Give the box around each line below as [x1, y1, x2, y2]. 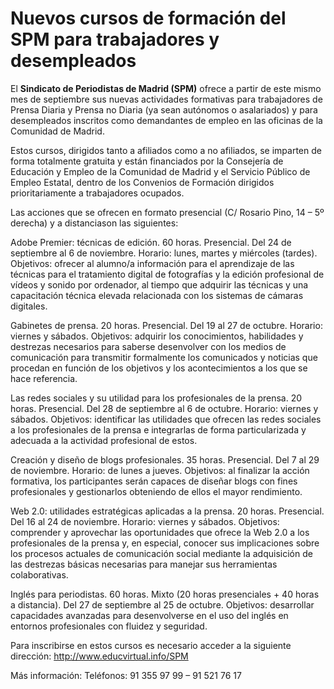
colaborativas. [10, 568, 69, 581]
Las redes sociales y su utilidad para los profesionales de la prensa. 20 [10, 392, 303, 404]
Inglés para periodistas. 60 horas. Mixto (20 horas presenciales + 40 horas [10, 588, 320, 600]
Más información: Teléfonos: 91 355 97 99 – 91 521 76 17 [10, 669, 242, 681]
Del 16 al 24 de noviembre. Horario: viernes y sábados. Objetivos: [10, 515, 280, 527]
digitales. [10, 300, 48, 312]
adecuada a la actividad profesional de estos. [10, 434, 198, 446]
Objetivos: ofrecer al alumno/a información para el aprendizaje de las [10, 257, 295, 269]
